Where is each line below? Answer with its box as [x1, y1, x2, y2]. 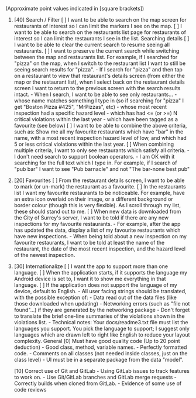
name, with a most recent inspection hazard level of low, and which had [13, 135, 187, 141]
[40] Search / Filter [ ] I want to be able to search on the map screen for [13, 16, 187, 23]
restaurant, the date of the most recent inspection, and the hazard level [13, 245, 185, 252]
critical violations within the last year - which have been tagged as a [13, 116, 178, 122]
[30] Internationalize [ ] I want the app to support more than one [13, 263, 168, 270]
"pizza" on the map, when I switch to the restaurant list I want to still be [13, 60, 186, 67]
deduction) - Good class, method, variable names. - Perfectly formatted [13, 344, 187, 351]
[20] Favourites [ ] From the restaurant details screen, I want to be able [13, 177, 185, 184]
